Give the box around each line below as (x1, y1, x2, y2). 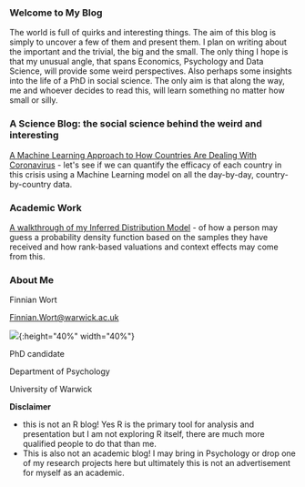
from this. (9, 250, 46, 261)
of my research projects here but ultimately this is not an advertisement (22, 458, 291, 469)
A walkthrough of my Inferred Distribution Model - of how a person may (9, 221, 278, 233)
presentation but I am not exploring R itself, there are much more (22, 429, 266, 440)
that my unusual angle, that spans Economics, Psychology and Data (9, 56, 264, 67)
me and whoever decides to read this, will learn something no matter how (9, 85, 285, 96)
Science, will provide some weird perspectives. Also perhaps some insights (9, 66, 293, 76)
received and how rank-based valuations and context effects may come (9, 241, 280, 252)
